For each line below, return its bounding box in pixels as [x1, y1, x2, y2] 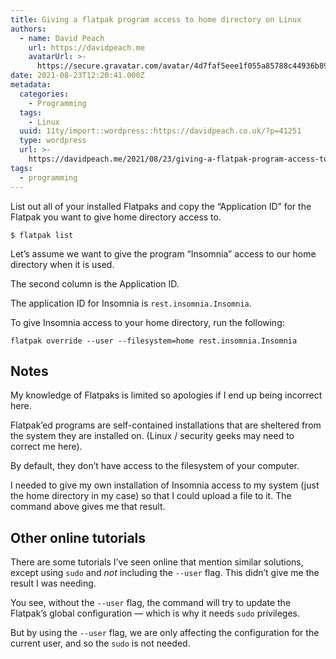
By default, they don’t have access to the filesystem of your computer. [10, 460, 300, 472]
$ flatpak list [10, 230, 74, 240]
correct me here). [10, 441, 83, 453]
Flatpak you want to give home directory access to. [10, 211, 222, 223]
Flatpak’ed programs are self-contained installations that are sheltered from [10, 419, 322, 431]
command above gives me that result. [10, 501, 166, 513]
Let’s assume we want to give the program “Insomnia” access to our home [10, 247, 317, 260]
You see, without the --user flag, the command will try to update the [10, 597, 292, 609]
